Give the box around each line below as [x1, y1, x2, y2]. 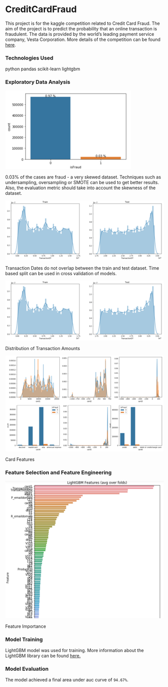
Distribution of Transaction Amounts [5, 345, 80, 351]
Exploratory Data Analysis [5, 78, 70, 85]
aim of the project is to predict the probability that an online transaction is [5, 25, 157, 31]
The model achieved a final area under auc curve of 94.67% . [5, 677, 129, 683]
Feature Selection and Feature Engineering [5, 469, 112, 476]
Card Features [5, 456, 35, 462]
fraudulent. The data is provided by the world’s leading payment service [5, 31, 154, 37]
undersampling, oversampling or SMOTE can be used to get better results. [5, 179, 159, 185]
